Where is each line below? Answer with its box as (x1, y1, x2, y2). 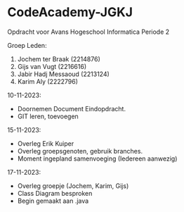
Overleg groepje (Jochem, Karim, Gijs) (17, 181, 129, 190)
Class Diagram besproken (17, 189, 93, 197)
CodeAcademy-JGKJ (7, 4, 133, 20)
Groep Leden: (7, 41, 47, 49)
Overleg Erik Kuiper (17, 139, 74, 148)
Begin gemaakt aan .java (17, 197, 89, 205)
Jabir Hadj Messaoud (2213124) (17, 70, 110, 78)
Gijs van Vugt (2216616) (17, 62, 86, 70)
